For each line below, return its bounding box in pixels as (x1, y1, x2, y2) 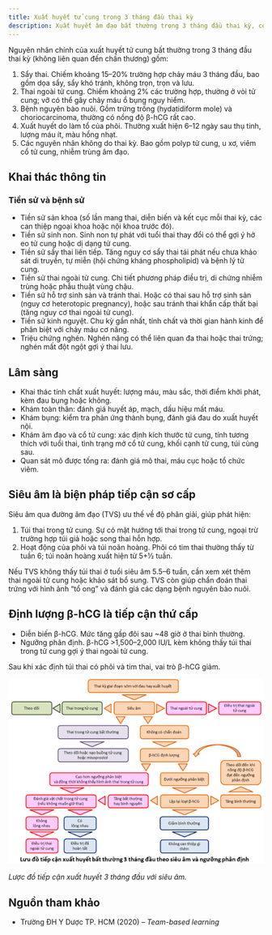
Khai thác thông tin (8, 170, 107, 184)
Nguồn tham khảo (8, 895, 100, 909)
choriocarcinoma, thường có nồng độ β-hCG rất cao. (19, 112, 196, 122)
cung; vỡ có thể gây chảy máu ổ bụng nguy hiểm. (19, 95, 186, 105)
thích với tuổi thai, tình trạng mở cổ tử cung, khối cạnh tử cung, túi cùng (19, 438, 259, 448)
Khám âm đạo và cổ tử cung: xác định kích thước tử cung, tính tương (19, 430, 249, 439)
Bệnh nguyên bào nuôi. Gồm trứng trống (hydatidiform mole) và (19, 104, 232, 113)
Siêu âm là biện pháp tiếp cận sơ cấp (8, 488, 196, 502)
